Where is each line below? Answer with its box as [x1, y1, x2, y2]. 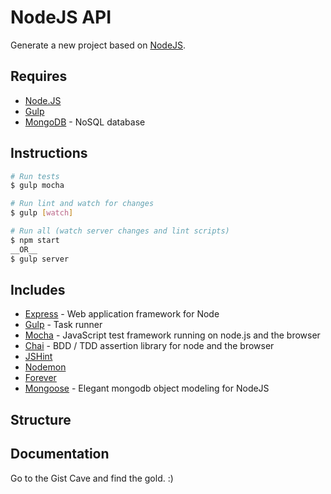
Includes [10, 281, 66, 298]
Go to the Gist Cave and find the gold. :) [10, 472, 174, 484]
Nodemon [24, 361, 67, 373]
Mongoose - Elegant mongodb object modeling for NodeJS [24, 382, 270, 395]
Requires [10, 68, 68, 85]
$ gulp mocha [10, 181, 65, 191]
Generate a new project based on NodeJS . [10, 39, 187, 51]
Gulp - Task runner [24, 319, 103, 331]
